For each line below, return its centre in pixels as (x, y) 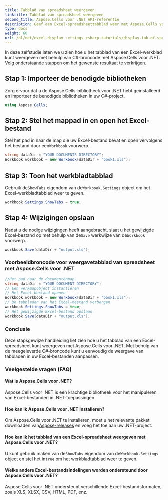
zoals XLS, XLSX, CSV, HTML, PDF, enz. (46, 492)
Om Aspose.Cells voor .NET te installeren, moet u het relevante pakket (77, 420)
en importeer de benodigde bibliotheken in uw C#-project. (65, 96)
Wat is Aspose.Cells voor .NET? (39, 381)
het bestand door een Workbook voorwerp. (47, 146)
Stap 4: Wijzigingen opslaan (50, 218)
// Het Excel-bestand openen (35, 293)
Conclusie (18, 329)
